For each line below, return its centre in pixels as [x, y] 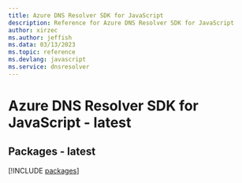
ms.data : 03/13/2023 [42, 45]
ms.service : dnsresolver [49, 67]
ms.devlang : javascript [47, 60]
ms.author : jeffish [40, 37]
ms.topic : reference [42, 52]
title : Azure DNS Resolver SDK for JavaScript [86, 15]
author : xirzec [33, 30]
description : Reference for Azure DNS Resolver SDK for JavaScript [121, 23]
